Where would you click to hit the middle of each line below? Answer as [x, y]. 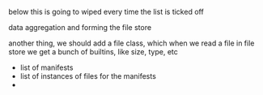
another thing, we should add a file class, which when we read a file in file [131, 43]
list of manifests [47, 67]
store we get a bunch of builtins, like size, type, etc [93, 52]
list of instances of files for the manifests [88, 76]
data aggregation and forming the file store [80, 27]
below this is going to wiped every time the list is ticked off [106, 12]
